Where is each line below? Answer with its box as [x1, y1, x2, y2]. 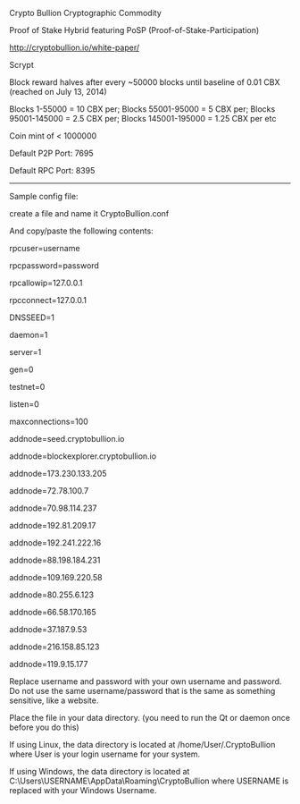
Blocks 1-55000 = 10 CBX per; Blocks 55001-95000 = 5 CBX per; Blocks [9, 104, 276, 114]
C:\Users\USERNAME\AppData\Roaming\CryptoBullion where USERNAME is [9, 775, 289, 786]
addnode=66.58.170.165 [9, 607, 96, 617]
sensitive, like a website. [9, 695, 99, 706]
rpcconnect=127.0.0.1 [9, 295, 87, 305]
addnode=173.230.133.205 [9, 469, 107, 478]
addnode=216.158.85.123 [9, 641, 100, 652]
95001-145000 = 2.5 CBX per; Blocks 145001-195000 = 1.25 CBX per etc [9, 114, 277, 123]
